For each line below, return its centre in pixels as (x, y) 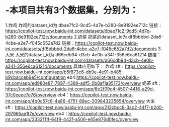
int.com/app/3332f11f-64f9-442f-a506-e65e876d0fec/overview (72, 119)
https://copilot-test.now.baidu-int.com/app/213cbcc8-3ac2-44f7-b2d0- (89, 107)
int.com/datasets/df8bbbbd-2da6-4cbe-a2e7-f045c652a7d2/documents (81, 49)
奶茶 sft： (152, 83)
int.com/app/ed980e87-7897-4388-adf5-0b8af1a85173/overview (73, 83)
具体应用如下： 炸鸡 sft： (99, 66)
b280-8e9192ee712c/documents (39, 37)
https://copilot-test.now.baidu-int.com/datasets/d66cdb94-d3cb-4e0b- (80, 60)
